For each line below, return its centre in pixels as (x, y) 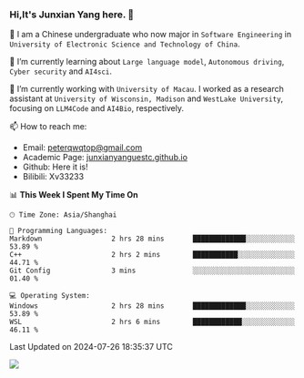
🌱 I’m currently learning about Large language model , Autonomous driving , (147, 62)
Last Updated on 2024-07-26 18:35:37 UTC (91, 347)
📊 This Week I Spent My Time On (74, 195)
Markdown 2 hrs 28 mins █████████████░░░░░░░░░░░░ (152, 239)
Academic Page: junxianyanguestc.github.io (105, 158)
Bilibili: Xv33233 (53, 177)
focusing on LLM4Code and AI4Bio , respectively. (97, 108)
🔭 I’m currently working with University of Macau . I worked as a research (147, 89)
